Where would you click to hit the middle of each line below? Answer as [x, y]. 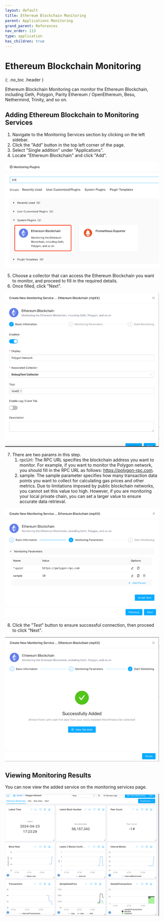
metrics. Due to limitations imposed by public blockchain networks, [87, 486]
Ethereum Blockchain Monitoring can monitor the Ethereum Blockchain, [77, 89]
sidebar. [20, 140]
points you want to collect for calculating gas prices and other [82, 481]
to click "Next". [27, 630]
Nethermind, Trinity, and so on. [36, 99]
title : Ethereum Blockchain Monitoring [46, 15]
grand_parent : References [31, 26]
